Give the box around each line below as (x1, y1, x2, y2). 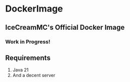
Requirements (5, 53, 51, 62)
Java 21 (12, 67, 29, 73)
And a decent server (12, 72, 56, 78)
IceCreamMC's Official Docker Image (5, 23, 125, 32)
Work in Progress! (5, 38, 51, 45)
